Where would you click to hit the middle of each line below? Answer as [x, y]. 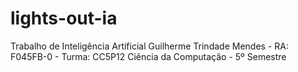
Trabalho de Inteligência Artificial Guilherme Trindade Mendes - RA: [149, 46]
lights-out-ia [64, 18]
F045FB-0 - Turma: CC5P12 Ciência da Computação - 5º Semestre [148, 56]
